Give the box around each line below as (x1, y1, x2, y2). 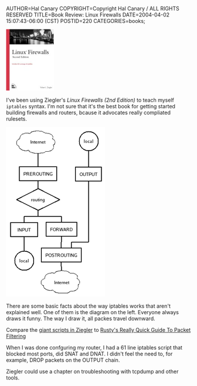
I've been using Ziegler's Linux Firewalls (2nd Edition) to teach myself (6, 96, 174, 104)
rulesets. (6, 115, 28, 122)
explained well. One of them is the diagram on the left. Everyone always (6, 309, 179, 315)
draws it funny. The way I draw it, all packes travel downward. (6, 315, 155, 322)
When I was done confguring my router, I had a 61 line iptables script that (6, 344, 183, 351)
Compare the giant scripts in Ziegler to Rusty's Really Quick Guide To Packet (6, 327, 191, 333)
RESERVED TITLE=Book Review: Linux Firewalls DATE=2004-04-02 (6, 11, 170, 18)
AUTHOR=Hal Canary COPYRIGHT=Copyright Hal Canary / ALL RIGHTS (6, 5, 180, 12)
